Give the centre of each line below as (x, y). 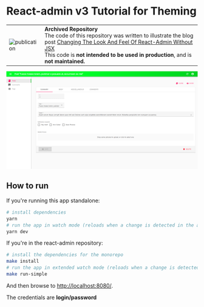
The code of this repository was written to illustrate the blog (119, 35)
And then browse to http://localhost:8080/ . (60, 285)
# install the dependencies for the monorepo (65, 255)
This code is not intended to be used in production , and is (118, 54)
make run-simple (27, 274)
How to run (28, 186)
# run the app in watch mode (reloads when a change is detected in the (100, 225)
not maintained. (65, 61)
